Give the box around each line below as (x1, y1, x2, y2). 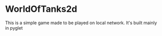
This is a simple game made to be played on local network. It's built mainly (5, 20, 157, 26)
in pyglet (5, 25, 23, 31)
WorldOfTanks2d (5, 3, 78, 15)
